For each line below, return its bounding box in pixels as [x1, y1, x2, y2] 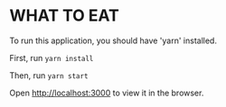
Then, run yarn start [9, 69, 89, 81]
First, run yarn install [9, 52, 94, 63]
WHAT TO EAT [9, 5, 119, 26]
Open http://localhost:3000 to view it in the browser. [9, 87, 204, 98]
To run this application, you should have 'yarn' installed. [9, 35, 217, 46]
